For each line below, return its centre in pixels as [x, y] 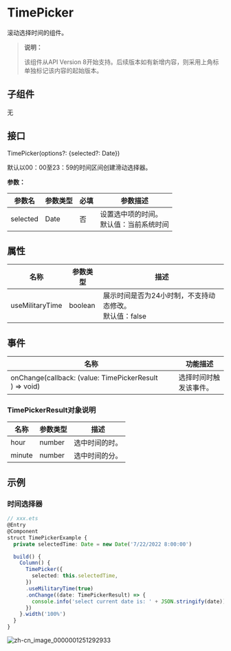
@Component [23, 531]
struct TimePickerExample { [47, 538]
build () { [27, 557]
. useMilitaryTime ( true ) [59, 588]
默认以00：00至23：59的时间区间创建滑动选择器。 [79, 167]
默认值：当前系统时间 [135, 224]
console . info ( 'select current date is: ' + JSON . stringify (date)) [129, 601]
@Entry [16, 525]
